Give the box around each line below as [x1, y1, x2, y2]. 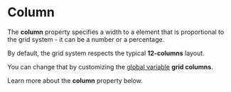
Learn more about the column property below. [7, 76, 144, 85]
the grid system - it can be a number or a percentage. [7, 35, 165, 43]
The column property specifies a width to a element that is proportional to [7, 28, 225, 36]
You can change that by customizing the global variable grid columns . [7, 62, 213, 71]
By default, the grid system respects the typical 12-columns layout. [7, 49, 205, 57]
